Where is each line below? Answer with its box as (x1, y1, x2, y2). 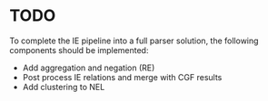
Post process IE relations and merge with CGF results (22, 71, 223, 82)
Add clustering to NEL (22, 81, 105, 92)
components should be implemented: (9, 44, 149, 55)
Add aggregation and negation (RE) (22, 62, 155, 73)
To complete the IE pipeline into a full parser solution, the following (9, 35, 259, 46)
